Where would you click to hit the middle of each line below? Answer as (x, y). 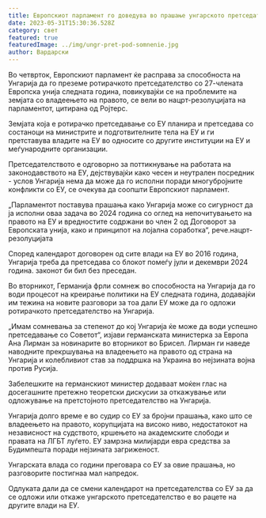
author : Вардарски (38, 52)
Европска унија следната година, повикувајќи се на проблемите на (123, 91)
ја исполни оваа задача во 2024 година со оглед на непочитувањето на (130, 213)
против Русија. (33, 368)
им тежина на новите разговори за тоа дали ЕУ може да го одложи (122, 302)
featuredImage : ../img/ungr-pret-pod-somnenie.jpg (93, 45)
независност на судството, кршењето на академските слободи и (119, 433)
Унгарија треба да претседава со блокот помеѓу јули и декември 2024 (128, 262)
